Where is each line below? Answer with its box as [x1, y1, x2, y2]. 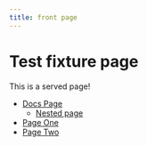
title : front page [9, 12, 78, 22]
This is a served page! [9, 81, 91, 92]
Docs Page [21, 98, 63, 109]
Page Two [21, 126, 60, 137]
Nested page [35, 108, 84, 118]
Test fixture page [9, 51, 139, 71]
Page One [21, 117, 60, 127]
